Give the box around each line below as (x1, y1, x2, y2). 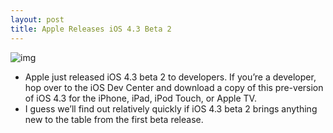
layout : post (10, 14, 65, 25)
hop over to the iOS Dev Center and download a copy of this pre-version (24, 81, 324, 93)
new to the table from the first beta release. (24, 113, 204, 125)
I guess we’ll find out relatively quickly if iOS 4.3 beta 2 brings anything (24, 102, 318, 115)
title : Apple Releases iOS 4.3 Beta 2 (10, 24, 172, 34)
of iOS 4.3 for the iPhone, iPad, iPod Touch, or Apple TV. (24, 92, 257, 104)
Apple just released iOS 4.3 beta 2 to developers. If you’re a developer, (24, 71, 317, 83)
